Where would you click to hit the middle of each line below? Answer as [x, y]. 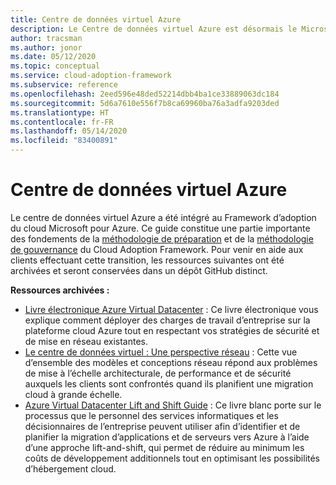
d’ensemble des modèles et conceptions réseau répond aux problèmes [171, 362]
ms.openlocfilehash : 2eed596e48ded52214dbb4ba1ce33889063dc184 [145, 94]
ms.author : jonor [46, 47]
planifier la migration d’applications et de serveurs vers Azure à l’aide [167, 437]
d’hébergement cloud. [70, 468]
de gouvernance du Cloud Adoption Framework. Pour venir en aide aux [157, 249]
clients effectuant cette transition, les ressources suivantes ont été [147, 260]
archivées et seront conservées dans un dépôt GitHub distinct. [139, 270]
